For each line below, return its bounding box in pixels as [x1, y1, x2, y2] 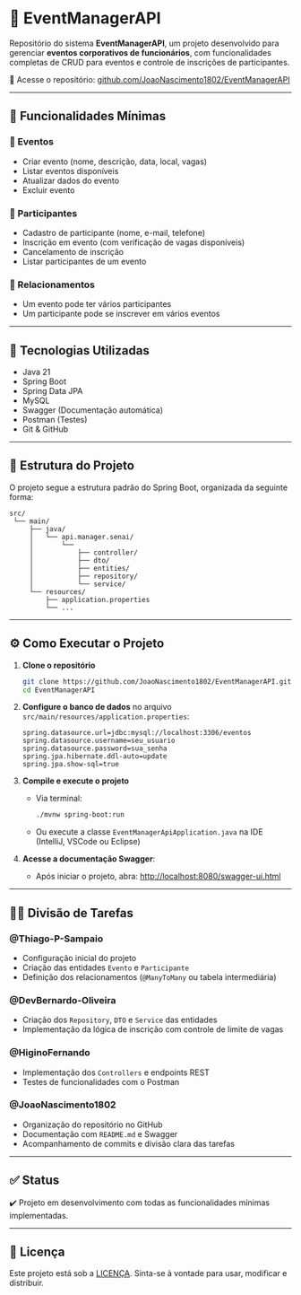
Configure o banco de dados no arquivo [21, 702, 172, 713]
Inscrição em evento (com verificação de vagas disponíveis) [21, 237, 245, 248]
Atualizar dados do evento [21, 175, 119, 186]
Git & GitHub [21, 424, 69, 434]
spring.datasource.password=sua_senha [21, 744, 168, 753]
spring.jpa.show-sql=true [21, 760, 119, 769]
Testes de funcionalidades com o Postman [21, 1076, 180, 1087]
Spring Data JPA [21, 386, 83, 397]
